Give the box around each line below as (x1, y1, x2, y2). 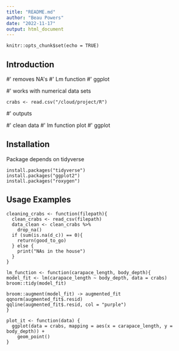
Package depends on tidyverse (6, 155, 85, 162)
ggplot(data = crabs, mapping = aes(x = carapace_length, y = (12, 323, 173, 329)
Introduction (6, 59, 55, 70)
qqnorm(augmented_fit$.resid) (6, 296, 83, 302)
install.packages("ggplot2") (6, 172, 80, 179)
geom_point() (17, 333, 51, 339)
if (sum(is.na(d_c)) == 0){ (12, 232, 83, 238)
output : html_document (6, 26, 64, 32)
